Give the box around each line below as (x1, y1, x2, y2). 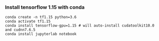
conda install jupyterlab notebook (5, 32, 77, 37)
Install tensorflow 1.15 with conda (5, 4, 85, 11)
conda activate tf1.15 (5, 19, 51, 24)
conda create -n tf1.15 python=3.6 (5, 15, 77, 20)
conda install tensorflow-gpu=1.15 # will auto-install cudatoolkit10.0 (5, 23, 155, 28)
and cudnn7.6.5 (5, 27, 36, 32)
